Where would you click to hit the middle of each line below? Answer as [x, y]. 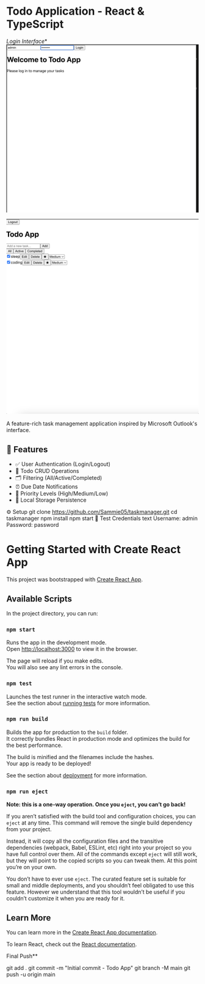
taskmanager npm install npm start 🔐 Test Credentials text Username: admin [102, 518]
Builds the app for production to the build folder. [67, 732]
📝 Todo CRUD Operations [47, 471]
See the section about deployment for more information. [77, 775]
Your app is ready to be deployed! [49, 763]
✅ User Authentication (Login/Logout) [63, 464]
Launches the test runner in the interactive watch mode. [77, 696]
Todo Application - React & [75, 11]
